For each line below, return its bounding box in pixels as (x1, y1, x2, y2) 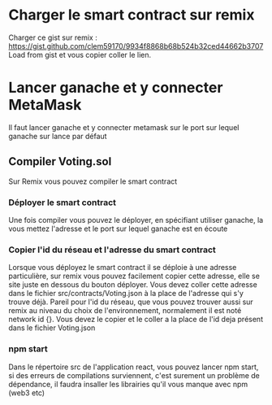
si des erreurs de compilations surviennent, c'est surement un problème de (8, 370, 260, 380)
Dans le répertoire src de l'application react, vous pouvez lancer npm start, (8, 362, 259, 372)
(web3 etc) (8, 388, 45, 398)
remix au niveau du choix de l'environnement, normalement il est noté (8, 306, 242, 316)
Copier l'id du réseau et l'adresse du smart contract (8, 244, 217, 255)
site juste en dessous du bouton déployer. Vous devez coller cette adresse (8, 280, 257, 290)
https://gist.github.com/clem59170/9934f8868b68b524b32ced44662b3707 (8, 41, 264, 50)
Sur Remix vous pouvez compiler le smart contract (8, 176, 178, 186)
